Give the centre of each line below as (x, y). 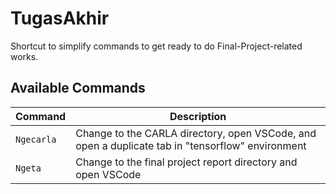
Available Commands (78, 88)
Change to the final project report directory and (186, 162)
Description (198, 116)
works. (24, 56)
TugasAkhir (60, 18)
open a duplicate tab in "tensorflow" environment (191, 145)
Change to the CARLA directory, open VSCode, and (196, 133)
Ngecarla (36, 139)
